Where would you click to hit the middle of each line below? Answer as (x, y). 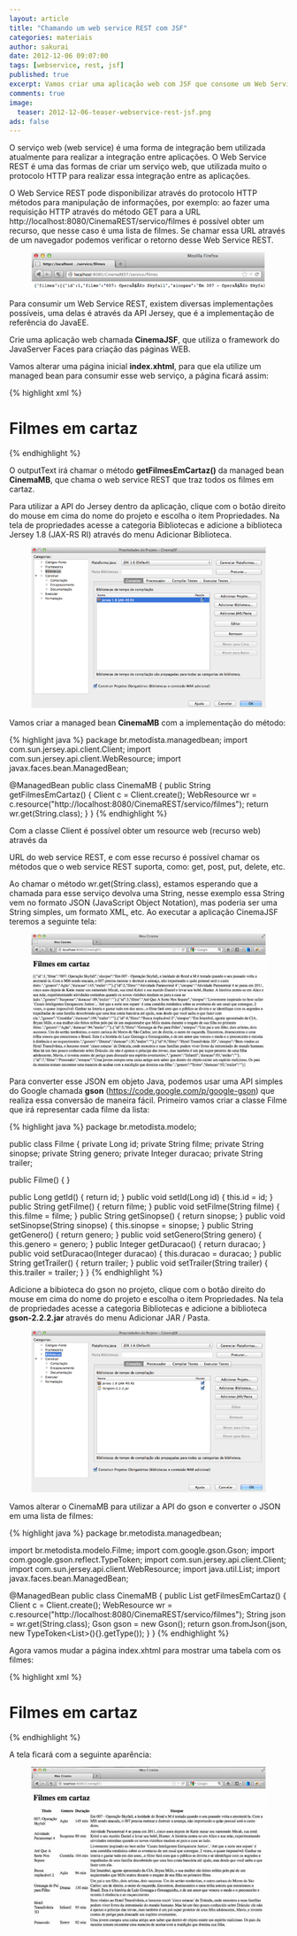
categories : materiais (51, 37)
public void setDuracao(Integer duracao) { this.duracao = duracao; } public (145, 1253)
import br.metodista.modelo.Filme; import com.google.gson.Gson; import (142, 1550)
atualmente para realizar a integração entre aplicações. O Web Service (138, 157)
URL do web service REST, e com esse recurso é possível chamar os (135, 857)
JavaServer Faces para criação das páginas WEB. (100, 349)
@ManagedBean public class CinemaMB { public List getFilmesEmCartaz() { (148, 1595)
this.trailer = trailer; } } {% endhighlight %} (86, 1272)
